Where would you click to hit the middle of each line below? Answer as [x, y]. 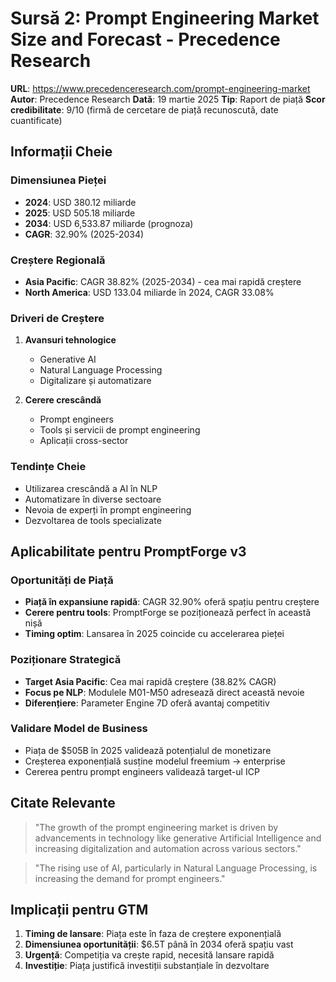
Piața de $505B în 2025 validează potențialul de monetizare [148, 750]
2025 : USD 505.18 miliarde [80, 213]
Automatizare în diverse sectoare [93, 499]
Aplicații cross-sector [84, 441]
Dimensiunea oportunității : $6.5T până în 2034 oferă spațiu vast [159, 944]
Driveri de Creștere [57, 318]
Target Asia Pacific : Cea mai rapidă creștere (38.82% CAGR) [150, 681]
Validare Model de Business [79, 729]
